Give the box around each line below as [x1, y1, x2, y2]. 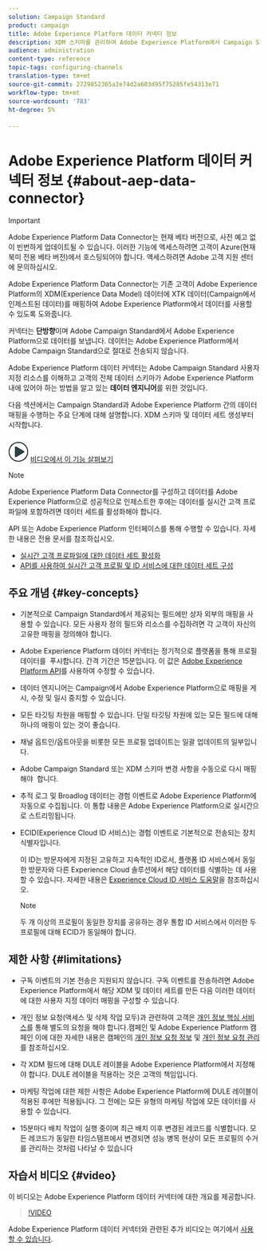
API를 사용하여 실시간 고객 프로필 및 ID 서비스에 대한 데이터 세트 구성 [19, 561, 234, 570]
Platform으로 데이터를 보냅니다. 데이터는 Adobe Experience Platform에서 [8, 336, 239, 346]
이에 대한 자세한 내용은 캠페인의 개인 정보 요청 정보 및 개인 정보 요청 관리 [34, 1032, 260, 1042]
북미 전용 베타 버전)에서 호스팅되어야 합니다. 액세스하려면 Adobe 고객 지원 [8, 252, 239, 262]
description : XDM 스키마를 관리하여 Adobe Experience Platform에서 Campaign [8, 38, 253, 46]
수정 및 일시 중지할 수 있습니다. [30, 693, 126, 702]
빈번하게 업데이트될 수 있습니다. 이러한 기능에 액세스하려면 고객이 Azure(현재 [16, 242, 256, 252]
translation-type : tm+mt [8, 72, 91, 80]
